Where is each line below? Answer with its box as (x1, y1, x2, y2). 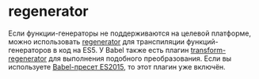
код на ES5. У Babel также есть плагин (59, 45, 189, 55)
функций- (185, 36, 219, 46)
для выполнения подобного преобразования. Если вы (48, 54, 232, 63)
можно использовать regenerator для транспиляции (8, 36, 185, 46)
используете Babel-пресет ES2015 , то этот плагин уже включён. (8, 62, 226, 71)
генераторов (8, 45, 51, 55)
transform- (190, 45, 227, 55)
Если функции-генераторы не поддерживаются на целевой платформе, (8, 28, 252, 38)
